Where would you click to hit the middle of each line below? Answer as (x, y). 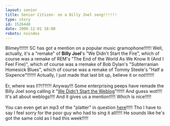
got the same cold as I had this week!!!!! (47, 118)
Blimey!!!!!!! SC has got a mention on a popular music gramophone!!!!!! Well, (84, 48)
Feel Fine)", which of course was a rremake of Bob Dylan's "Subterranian (82, 64)
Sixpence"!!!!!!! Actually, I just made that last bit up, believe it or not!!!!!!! (80, 75)
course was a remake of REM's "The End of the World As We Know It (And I (84, 59)
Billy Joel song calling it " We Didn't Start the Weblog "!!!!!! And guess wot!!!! (84, 91)
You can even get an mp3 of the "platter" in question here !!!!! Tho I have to (83, 107)
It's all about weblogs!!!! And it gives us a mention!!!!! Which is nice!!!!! (78, 97)
